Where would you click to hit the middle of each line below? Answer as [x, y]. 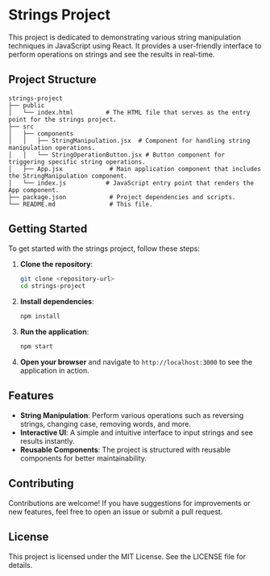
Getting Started [48, 229]
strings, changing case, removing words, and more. [106, 424]
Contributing [41, 484]
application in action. [55, 371]
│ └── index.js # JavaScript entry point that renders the [131, 183]
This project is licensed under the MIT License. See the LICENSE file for [127, 556]
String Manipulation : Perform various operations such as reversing [132, 415]
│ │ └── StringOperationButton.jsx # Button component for [117, 155]
